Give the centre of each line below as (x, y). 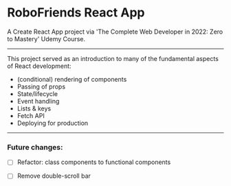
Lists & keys (34, 108)
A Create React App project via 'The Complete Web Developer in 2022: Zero (115, 32)
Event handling (38, 101)
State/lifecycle (37, 93)
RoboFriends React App (76, 13)
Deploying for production (53, 123)
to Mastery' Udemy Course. (46, 38)
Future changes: (35, 147)
